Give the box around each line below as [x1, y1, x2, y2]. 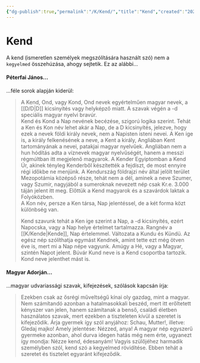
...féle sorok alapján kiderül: [6, 87, 74, 94]
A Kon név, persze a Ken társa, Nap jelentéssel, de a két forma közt [20, 200, 186, 207]
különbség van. [20, 206, 59, 213]
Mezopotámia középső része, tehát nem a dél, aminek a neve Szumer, [20, 174, 192, 181]
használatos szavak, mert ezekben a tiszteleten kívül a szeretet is [20, 313, 182, 320]
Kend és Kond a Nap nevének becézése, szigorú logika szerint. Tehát [20, 117, 191, 125]
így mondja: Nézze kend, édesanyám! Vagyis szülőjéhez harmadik [20, 337, 183, 345]
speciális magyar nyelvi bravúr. [20, 111, 97, 118]
